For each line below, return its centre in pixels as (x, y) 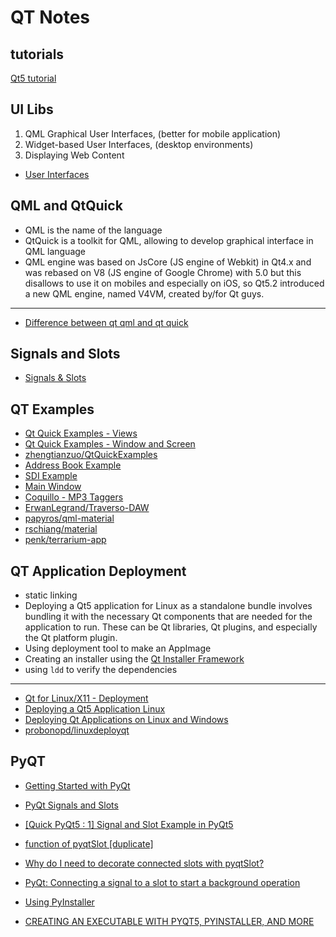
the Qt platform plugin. (71, 638)
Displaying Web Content (74, 155)
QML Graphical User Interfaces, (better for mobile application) (153, 133)
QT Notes (50, 17)
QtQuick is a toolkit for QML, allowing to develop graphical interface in (169, 240)
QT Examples (52, 409)
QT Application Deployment (98, 571)
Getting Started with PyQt (77, 785)
